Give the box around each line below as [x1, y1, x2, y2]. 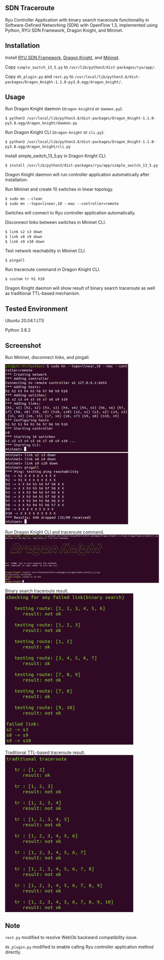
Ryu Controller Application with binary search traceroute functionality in [5, 17, 149, 23]
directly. [5, 949, 21, 955]
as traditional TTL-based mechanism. [5, 290, 80, 296]
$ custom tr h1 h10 [5, 277, 45, 282]
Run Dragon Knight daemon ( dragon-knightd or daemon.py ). [5, 106, 123, 112]
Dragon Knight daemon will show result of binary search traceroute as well [5, 285, 155, 291]
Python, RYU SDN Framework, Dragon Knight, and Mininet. [5, 27, 123, 33]
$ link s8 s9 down [5, 235, 42, 240]
